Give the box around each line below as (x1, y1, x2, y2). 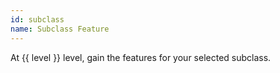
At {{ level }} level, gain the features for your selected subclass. (10, 51, 272, 63)
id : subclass (10, 14, 65, 25)
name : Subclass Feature (10, 24, 110, 34)
